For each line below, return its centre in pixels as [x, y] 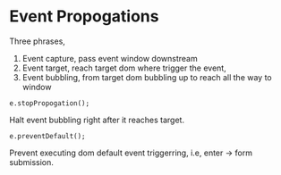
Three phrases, [37, 41]
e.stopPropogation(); [50, 103]
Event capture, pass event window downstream [110, 58]
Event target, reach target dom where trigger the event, [124, 68]
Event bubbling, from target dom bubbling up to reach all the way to [147, 77]
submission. [31, 162]
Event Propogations [84, 17]
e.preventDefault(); [48, 136]
